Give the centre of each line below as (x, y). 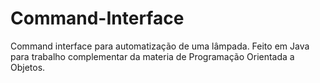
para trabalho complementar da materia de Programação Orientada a (152, 56)
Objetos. (28, 67)
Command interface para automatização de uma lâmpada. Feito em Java (160, 46)
